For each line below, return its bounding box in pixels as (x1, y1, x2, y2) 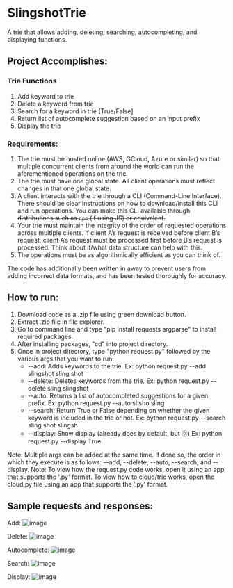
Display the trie (17, 122, 61, 130)
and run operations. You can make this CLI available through (17, 206, 191, 215)
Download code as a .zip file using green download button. (17, 310, 186, 318)
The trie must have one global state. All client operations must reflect (17, 177, 216, 185)
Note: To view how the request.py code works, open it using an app (31, 465, 225, 473)
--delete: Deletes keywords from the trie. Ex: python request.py (27, 377, 210, 385)
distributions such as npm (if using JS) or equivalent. (17, 213, 166, 222)
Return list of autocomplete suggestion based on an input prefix (17, 114, 200, 122)
